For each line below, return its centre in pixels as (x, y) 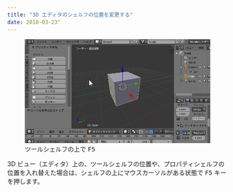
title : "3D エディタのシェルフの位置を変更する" (70, 15)
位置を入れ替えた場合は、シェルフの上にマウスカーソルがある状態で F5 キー (117, 172)
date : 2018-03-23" (34, 22)
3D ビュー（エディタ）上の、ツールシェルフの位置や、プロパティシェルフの (116, 164)
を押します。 (26, 181)
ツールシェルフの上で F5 (60, 149)
